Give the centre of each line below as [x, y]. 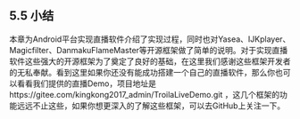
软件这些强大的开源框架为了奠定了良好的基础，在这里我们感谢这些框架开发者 [150, 61]
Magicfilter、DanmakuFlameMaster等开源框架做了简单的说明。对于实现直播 [149, 50]
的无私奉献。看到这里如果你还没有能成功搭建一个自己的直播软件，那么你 [142, 72]
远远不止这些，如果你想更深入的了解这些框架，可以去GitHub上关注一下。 [151, 106]
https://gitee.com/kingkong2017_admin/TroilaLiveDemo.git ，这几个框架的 [144, 94]
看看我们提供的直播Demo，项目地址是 [86, 83]
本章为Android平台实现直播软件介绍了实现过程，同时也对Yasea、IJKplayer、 [150, 39]
